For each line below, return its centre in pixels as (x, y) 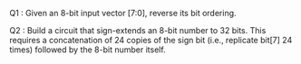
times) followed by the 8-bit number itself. (87, 50)
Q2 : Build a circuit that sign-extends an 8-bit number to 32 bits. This (138, 30)
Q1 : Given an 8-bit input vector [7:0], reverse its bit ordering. (123, 13)
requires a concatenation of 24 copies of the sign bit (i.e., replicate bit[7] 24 (151, 40)
